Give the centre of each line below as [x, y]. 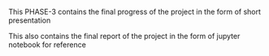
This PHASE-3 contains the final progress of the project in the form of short [135, 12]
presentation [30, 20]
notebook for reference [48, 45]
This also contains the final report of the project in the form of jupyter [124, 36]
